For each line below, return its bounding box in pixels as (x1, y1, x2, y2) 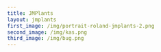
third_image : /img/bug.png (7, 35, 84, 42)
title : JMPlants (7, 9, 53, 17)
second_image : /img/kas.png (7, 28, 88, 36)
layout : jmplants (7, 16, 57, 23)
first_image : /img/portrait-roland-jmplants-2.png (7, 22, 155, 29)
